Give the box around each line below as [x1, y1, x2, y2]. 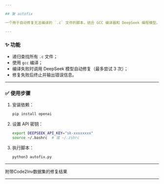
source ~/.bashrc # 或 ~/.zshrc [12, 135, 80, 140]
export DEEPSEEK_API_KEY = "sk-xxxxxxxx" [12, 130, 94, 136]
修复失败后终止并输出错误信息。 [12, 72, 77, 78]
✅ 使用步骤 [5, 90, 31, 97]
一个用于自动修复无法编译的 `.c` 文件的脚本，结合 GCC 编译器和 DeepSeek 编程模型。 [5, 20, 160, 25]
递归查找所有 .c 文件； [12, 53, 58, 59]
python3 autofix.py [12, 154, 52, 159]
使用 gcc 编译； [12, 60, 43, 65]
